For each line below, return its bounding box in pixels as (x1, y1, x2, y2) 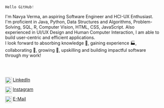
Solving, (5, 24, 22, 30)
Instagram (13, 86, 34, 92)
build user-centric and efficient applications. (5, 35, 95, 40)
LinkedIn (13, 76, 31, 82)
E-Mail (13, 96, 26, 102)
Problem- (133, 19, 153, 25)
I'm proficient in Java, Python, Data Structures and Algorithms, (5, 19, 132, 25)
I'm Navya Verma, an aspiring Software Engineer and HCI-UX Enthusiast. (5, 13, 154, 19)
